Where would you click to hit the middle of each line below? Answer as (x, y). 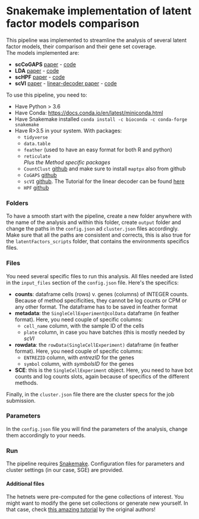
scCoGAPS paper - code (45, 64)
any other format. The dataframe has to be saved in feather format (96, 307)
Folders (17, 203)
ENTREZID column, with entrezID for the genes (79, 357)
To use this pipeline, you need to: (47, 95)
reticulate (37, 156)
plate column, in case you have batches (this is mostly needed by (104, 332)
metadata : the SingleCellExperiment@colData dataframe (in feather (97, 313)
